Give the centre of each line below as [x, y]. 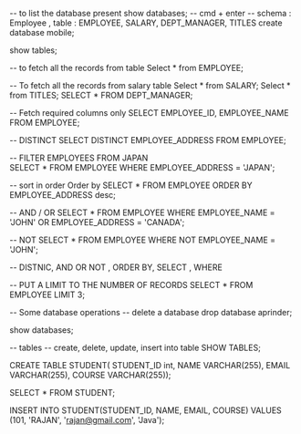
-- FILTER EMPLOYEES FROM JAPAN [79, 158]
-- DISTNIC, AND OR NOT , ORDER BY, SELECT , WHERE [116, 267]
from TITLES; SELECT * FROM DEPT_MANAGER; [101, 95]
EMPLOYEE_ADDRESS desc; [63, 195]
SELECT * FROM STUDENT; [62, 393]
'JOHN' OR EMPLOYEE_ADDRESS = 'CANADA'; [97, 222]
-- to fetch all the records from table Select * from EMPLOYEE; [126, 68]
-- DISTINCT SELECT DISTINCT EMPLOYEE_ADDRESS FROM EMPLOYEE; [148, 140]
